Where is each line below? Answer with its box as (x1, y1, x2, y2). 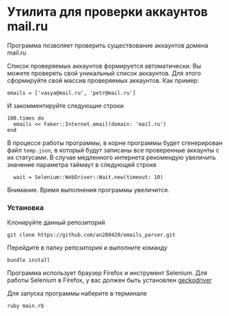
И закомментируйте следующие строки (7, 101, 124, 109)
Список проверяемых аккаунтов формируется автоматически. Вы (7, 62, 202, 70)
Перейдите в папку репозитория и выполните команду (7, 243, 167, 252)
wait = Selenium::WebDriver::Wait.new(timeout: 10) (13, 174, 164, 181)
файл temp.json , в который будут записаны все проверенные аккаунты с (7, 146, 220, 154)
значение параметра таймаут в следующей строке (7, 160, 157, 168)
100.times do (7, 114, 44, 122)
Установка (7, 202, 44, 212)
